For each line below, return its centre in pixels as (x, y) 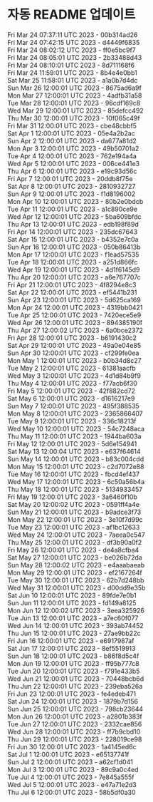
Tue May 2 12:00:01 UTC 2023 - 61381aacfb (72, 368)
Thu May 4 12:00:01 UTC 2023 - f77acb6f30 (72, 383)
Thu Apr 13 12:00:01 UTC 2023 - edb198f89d (73, 224)
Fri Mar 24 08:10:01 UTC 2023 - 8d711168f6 (71, 65)
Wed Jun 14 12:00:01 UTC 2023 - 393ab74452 (75, 625)
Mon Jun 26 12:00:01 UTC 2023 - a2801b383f (75, 716)
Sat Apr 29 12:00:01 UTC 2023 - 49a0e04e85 (74, 345)
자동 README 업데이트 (72, 15)
